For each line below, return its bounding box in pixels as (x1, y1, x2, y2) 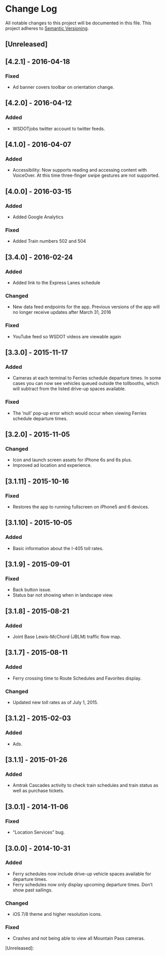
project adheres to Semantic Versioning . (5, 25, 89, 31)
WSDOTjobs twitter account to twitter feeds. (12, 125, 105, 132)
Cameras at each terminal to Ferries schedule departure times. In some (12, 375, 161, 381)
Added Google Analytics (12, 214, 64, 220)
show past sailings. (12, 887, 53, 893)
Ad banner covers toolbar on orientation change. (12, 84, 114, 90)
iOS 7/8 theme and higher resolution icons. (12, 911, 102, 917)
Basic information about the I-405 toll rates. (12, 545, 104, 551)
